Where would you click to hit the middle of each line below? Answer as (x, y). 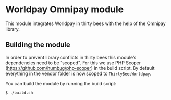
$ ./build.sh (19, 93)
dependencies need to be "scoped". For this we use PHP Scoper (73, 63)
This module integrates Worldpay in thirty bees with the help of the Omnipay (86, 23)
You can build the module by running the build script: (61, 83)
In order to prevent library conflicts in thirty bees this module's (71, 57)
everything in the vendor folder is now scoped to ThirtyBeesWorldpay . (78, 73)
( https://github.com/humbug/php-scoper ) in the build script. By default (80, 68)
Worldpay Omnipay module (65, 9)
